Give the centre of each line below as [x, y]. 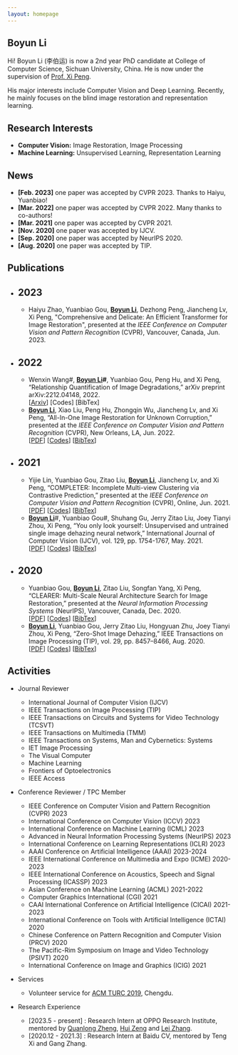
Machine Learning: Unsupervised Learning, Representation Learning [119, 153]
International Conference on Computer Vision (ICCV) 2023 [114, 821]
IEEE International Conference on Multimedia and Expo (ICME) [120, 859]
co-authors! [35, 216]
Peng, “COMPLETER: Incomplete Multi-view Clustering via [114, 487]
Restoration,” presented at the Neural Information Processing [118, 603]
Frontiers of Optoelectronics [70, 770]
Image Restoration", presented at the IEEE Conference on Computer [128, 325]
